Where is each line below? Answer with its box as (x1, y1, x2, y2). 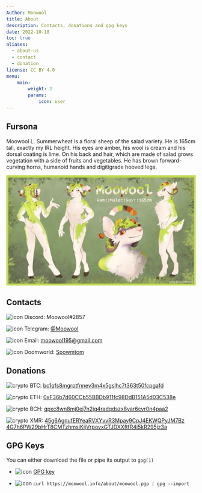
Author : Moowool (6, 10, 47, 16)
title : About (6, 16, 39, 22)
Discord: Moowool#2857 (24, 313, 85, 320)
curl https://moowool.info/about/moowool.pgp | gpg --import (32, 481, 190, 487)
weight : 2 (28, 86, 52, 92)
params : (28, 92, 47, 99)
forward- (159, 157, 182, 164)
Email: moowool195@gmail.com (24, 336, 103, 344)
